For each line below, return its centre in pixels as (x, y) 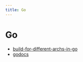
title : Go (16, 10)
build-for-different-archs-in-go (45, 49)
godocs (21, 54)
